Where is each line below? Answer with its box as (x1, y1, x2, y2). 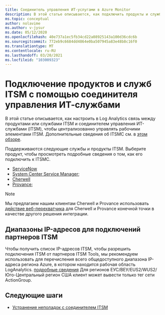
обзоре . (5, 136, 22, 142)
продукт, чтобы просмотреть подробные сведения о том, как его (5, 151, 143, 157)
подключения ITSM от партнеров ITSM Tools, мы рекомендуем (5, 251, 138, 257)
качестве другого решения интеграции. (5, 211, 89, 217)
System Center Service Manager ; (12, 171, 80, 177)
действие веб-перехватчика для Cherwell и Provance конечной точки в (5, 206, 155, 211)
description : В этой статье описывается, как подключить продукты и (5, 12, 148, 17)
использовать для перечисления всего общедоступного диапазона (5, 256, 147, 262)
